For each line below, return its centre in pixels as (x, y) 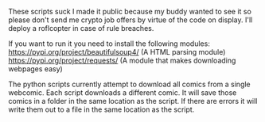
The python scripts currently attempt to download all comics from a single (129, 84)
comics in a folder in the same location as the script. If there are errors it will (133, 101)
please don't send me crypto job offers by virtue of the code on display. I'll (131, 20)
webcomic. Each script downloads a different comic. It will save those (123, 93)
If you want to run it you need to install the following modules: (109, 44)
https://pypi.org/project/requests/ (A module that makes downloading (122, 60)
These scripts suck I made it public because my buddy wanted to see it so (130, 11)
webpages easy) (36, 69)
